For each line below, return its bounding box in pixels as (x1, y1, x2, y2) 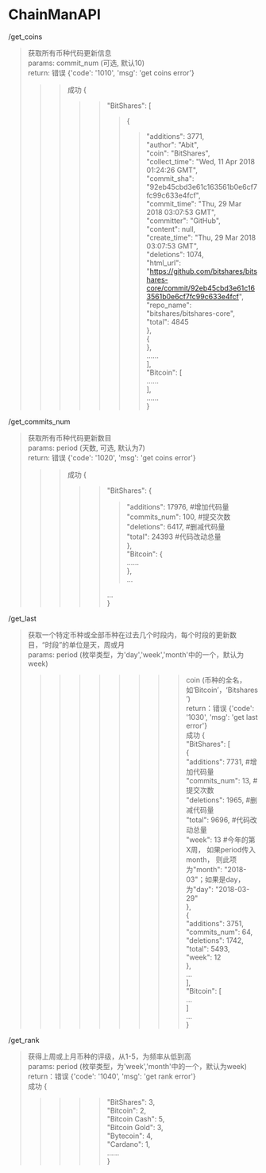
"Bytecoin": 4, (106, 1131, 153, 1140)
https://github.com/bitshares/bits (149, 266, 258, 275)
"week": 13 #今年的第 (186, 835, 256, 844)
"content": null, (146, 224, 196, 233)
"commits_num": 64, (186, 927, 253, 936)
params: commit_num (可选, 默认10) (27, 58, 145, 67)
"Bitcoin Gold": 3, (106, 1122, 164, 1132)
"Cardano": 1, (106, 1139, 151, 1148)
